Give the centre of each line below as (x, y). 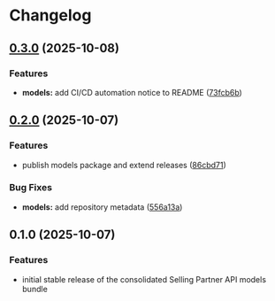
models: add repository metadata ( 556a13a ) (102, 207)
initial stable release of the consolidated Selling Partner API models (144, 279)
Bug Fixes (31, 188)
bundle (35, 289)
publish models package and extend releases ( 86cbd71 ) (124, 165)
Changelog (50, 15)
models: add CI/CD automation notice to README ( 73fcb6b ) (132, 92)
